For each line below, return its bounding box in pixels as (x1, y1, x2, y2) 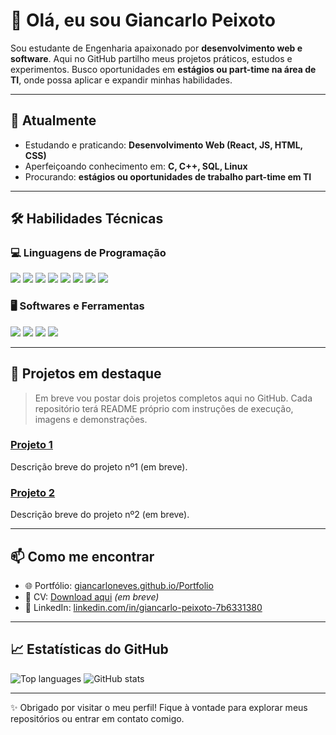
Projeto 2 (10, 485, 56, 499)
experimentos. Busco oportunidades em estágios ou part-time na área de (10, 63, 317, 75)
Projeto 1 (10, 438, 53, 452)
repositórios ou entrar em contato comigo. (10, 712, 185, 724)
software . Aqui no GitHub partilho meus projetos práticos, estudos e (10, 52, 293, 64)
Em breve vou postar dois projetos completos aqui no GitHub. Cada (34, 392, 313, 404)
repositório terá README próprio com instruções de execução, (34, 402, 294, 414)
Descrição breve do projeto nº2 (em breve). (10, 509, 190, 521)
